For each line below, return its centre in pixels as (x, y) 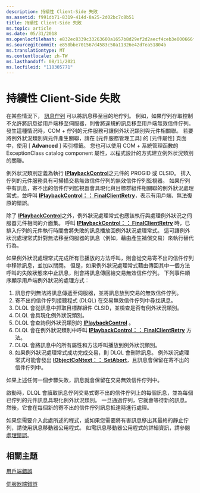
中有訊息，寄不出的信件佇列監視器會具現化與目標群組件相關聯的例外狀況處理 (100, 188)
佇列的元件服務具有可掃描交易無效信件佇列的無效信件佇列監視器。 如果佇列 (98, 181)
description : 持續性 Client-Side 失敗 (52, 12)
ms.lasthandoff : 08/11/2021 (41, 61)
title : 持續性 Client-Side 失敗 (44, 23)
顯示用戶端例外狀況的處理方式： (50, 280)
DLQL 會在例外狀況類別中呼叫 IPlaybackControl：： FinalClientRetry (100, 330)
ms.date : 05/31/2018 (32, 34)
